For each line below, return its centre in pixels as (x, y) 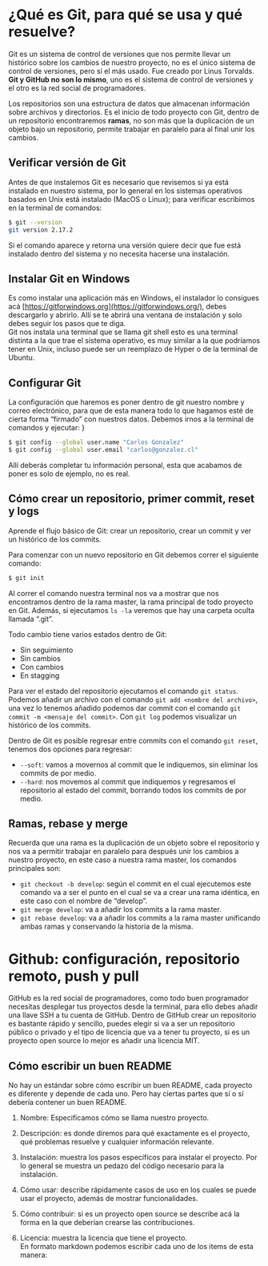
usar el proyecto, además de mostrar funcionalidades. (109, 1199)
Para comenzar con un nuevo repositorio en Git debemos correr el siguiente (134, 554)
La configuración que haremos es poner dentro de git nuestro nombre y (126, 402)
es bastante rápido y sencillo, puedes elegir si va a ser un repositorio (122, 1024)
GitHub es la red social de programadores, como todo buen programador (129, 998)
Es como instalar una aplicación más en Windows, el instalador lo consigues (134, 298)
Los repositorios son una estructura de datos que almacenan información (129, 103)
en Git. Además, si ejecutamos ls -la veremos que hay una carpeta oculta (132, 610)
